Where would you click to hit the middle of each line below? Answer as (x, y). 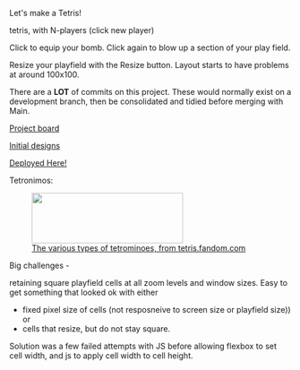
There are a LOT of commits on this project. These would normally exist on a (150, 92)
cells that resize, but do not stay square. (96, 329)
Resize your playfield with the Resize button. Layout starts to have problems (149, 65)
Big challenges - (39, 265)
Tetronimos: (31, 180)
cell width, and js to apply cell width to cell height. (102, 356)
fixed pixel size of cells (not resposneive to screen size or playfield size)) (156, 310)
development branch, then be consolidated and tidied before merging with (146, 101)
